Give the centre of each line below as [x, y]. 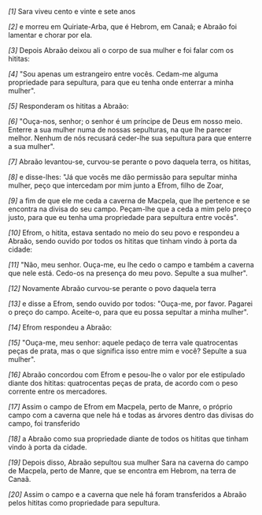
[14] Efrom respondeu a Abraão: [60, 327]
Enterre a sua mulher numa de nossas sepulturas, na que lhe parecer [120, 130]
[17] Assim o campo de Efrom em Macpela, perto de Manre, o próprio [120, 407]
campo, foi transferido [44, 424]
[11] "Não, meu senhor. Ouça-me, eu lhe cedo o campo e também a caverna [131, 265]
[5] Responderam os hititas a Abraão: [68, 106]
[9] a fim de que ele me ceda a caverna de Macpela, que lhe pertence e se [129, 201]
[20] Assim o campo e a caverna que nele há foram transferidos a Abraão [127, 494]
